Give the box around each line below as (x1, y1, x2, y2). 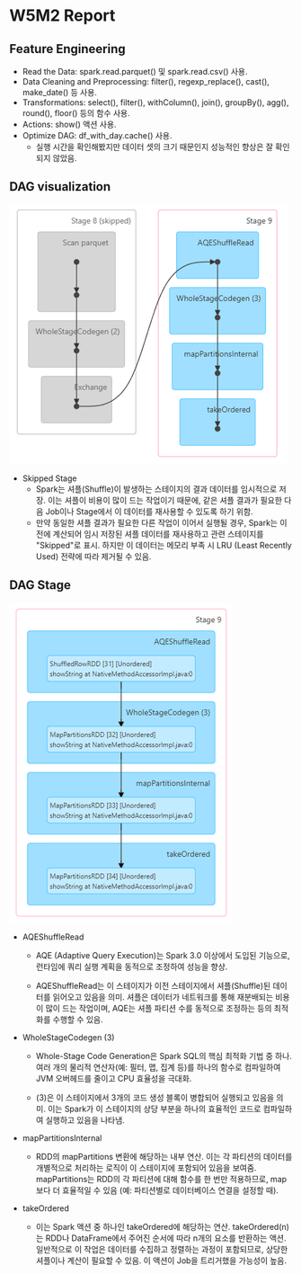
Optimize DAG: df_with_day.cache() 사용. (22, 130, 173, 140)
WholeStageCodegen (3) (22, 1031, 115, 1043)
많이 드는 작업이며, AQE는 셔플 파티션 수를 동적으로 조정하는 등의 (45, 1002, 272, 1013)
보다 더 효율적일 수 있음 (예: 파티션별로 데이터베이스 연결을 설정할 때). (35, 1184, 279, 1196)
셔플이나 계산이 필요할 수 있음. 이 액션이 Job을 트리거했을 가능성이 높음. (35, 1255, 288, 1266)
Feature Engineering (9, 41, 126, 57)
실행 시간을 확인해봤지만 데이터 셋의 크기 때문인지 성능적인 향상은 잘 (35, 141, 274, 152)
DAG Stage (9, 577, 72, 593)
